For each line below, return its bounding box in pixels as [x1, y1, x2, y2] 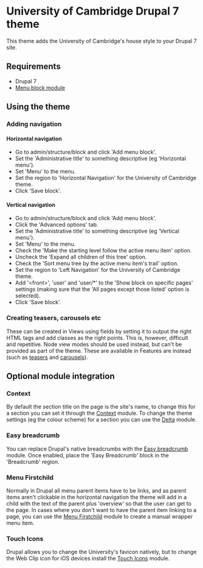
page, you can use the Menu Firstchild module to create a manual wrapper [6, 513, 193, 521]
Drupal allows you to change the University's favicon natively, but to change [6, 549, 197, 556]
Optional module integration [6, 371, 115, 381]
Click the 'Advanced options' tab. [15, 221, 98, 229]
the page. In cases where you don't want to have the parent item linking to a [6, 507, 197, 514]
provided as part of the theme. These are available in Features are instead [6, 347, 191, 354]
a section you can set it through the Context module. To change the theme [6, 409, 193, 417]
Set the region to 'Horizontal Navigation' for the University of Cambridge [15, 175, 196, 182]
